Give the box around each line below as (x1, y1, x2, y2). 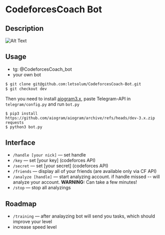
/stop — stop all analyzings (12, 185, 71, 191)
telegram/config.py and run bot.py (5, 101, 80, 107)
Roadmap (5, 199, 37, 208)
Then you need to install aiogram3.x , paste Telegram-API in (5, 95, 131, 102)
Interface (5, 138, 35, 147)
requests (5, 120, 24, 125)
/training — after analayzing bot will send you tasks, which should (12, 213, 155, 219)
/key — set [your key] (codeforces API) (12, 158, 96, 164)
